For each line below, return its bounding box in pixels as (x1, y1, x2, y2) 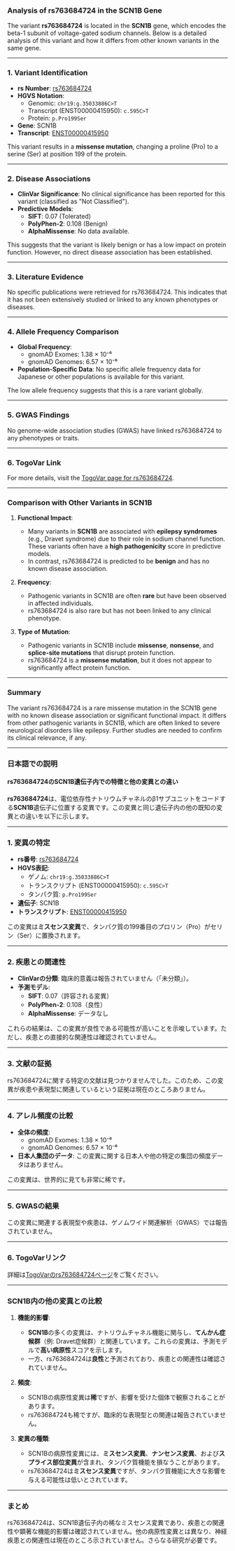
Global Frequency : (17, 343, 72, 351)
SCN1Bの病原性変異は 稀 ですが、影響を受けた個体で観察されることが (27, 1393, 225, 1401)
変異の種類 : (17, 1434, 50, 1442)
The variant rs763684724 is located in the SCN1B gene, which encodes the (7, 22, 226, 30)
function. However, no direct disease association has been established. (7, 248, 213, 256)
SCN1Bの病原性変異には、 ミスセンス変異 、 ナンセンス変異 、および (27, 1449, 219, 1457)
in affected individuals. (27, 599, 94, 608)
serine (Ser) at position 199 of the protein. (7, 149, 127, 158)
